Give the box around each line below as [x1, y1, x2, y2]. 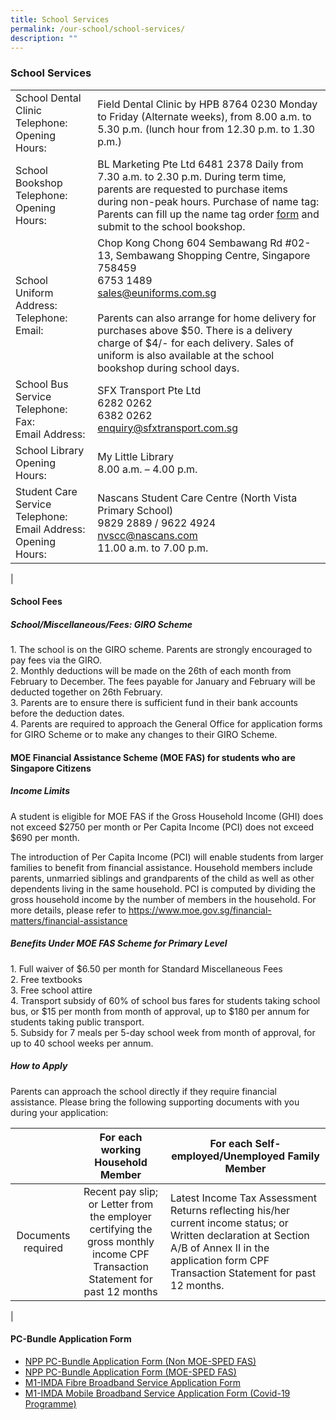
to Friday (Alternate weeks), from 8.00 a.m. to [97, 109, 312, 123]
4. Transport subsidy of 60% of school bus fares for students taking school [10, 994, 321, 1006]
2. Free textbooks [10, 973, 83, 985]
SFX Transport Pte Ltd [97, 383, 202, 397]
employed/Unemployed [171, 1149, 286, 1163]
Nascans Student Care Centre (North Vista [97, 491, 298, 505]
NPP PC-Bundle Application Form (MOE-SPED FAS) [24, 1366, 237, 1378]
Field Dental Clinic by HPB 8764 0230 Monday [97, 97, 318, 111]
